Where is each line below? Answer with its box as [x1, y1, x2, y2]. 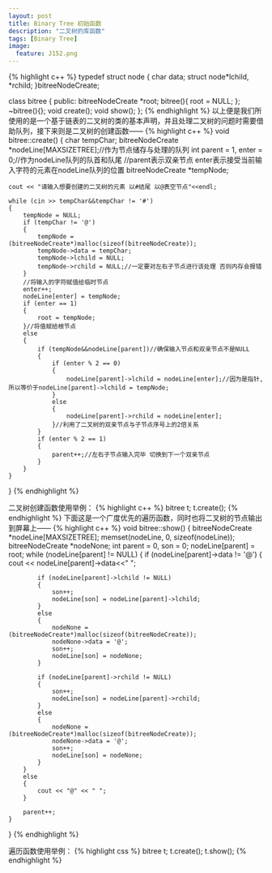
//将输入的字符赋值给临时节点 [23, 278, 109, 286]
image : [8, 42, 31, 50]
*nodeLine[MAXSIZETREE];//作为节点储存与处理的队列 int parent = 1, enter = [8, 145, 263, 154]
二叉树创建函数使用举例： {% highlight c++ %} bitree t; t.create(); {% [8, 503, 239, 512]
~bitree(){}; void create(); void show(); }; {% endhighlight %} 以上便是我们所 [8, 106, 262, 115]
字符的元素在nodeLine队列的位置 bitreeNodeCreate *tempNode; [15, 166, 229, 174]
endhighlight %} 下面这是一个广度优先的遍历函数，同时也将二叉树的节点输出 [8, 513, 263, 523]
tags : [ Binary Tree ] [8, 34, 79, 43]
